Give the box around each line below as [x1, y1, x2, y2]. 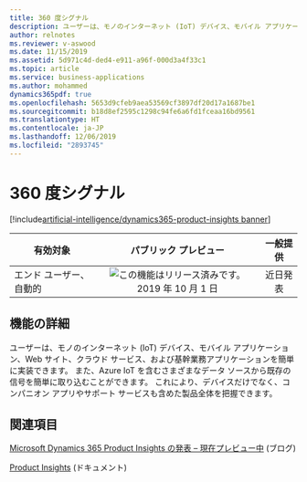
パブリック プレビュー [130, 244, 226, 257]
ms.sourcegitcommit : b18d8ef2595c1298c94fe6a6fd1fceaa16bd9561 [9, 107, 256, 116]
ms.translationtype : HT [9, 115, 101, 124]
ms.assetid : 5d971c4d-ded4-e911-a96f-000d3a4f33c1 [9, 56, 206, 65]
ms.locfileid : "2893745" [9, 141, 104, 150]
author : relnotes [9, 30, 76, 39]
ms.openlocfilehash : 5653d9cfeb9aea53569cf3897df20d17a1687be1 [9, 98, 256, 108]
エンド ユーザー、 [14, 268, 90, 281]
